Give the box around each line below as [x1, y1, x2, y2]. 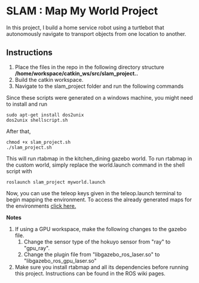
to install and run [6, 100, 48, 107]
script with [6, 167, 32, 174]
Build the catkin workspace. [14, 76, 84, 83]
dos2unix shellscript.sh [6, 117, 68, 123]
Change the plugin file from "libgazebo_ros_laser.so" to [23, 251, 160, 258]
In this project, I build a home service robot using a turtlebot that [6, 24, 164, 31]
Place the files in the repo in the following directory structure [14, 63, 164, 70]
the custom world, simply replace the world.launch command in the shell [6, 161, 185, 168]
